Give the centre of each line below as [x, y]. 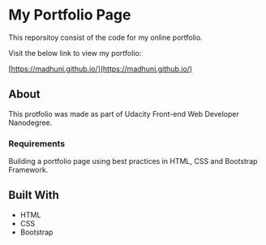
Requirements [37, 144]
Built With [34, 195]
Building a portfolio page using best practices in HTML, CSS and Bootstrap [133, 161]
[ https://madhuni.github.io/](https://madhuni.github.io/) [101, 69]
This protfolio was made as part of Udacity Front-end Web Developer [124, 114]
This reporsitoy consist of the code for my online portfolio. [105, 37]
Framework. [28, 170]
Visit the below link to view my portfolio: [75, 53]
